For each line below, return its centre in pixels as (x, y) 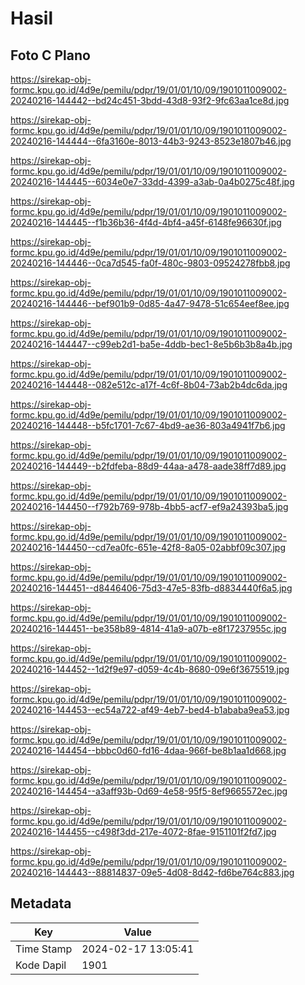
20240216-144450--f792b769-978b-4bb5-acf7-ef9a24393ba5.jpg (149, 506)
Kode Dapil (41, 965)
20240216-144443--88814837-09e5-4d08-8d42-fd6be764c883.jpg (152, 872)
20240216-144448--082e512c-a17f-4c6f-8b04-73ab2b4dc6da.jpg (149, 385)
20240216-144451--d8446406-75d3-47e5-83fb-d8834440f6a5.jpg (151, 588)
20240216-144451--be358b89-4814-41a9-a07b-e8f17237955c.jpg (148, 628)
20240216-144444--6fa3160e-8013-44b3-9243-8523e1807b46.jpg (151, 141)
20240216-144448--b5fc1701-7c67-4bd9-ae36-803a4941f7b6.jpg (148, 425)
